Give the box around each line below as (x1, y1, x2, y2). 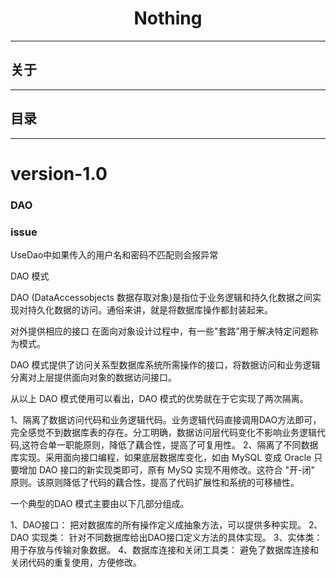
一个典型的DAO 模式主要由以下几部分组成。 (10, 497, 190, 509)
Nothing (133, 7, 203, 30)
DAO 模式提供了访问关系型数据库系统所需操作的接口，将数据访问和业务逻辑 (10, 358, 321, 371)
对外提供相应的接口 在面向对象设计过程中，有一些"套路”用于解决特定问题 (10, 325, 310, 337)
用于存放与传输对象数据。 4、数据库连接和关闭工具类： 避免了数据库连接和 (10, 543, 319, 556)
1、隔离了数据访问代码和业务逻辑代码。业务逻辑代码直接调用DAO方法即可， (10, 413, 322, 426)
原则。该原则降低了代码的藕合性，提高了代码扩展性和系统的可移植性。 (10, 476, 300, 488)
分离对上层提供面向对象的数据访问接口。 (10, 371, 177, 383)
